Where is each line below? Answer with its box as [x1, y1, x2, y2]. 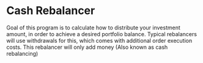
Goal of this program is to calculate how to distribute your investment [6, 24, 180, 31]
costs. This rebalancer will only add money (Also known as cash [6, 43, 168, 51]
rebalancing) [6, 50, 39, 57]
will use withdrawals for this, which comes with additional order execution [6, 37, 193, 44]
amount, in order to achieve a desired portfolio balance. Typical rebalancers [6, 30, 197, 37]
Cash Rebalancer [6, 4, 95, 18]
